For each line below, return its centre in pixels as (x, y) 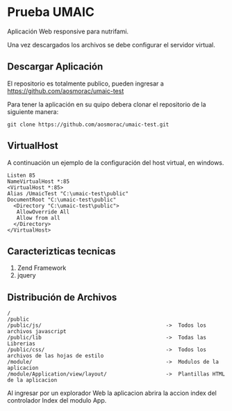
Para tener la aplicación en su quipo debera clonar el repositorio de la (107, 104)
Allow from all (38, 218)
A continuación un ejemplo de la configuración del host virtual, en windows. (116, 162)
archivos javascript (37, 332)
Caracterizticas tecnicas (61, 251)
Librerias (22, 344)
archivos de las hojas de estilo (56, 356)
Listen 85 (22, 175)
